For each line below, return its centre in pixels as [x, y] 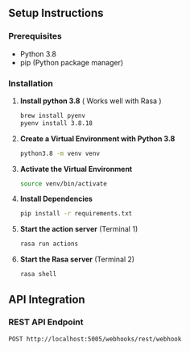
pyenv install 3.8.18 [56, 123]
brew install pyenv [53, 115]
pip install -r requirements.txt [76, 214]
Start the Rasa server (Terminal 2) [77, 259]
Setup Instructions [56, 13]
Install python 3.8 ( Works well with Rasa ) [91, 101]
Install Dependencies [56, 199]
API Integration [47, 299]
